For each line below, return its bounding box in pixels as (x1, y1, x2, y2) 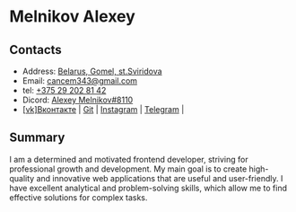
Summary (9, 130, 65, 146)
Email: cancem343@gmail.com (22, 75, 137, 86)
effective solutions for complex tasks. (9, 191, 148, 203)
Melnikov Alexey (9, 6, 136, 27)
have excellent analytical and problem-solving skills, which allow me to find (9, 182, 287, 193)
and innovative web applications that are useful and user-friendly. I (36, 172, 283, 183)
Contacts (9, 42, 63, 57)
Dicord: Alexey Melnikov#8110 (22, 94, 134, 105)
